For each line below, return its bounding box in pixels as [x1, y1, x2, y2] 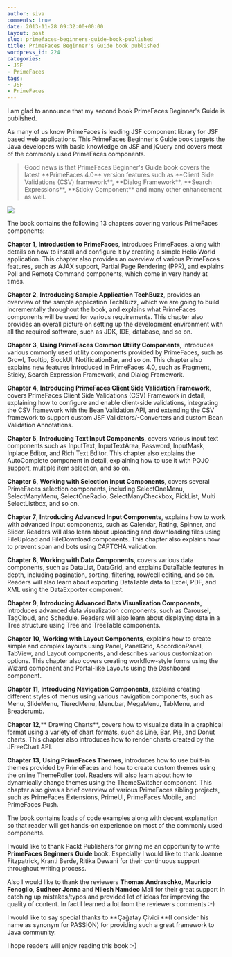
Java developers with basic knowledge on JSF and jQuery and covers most [7, 142, 222, 151]
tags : [7, 74, 23, 82]
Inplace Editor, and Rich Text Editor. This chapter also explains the [7, 449, 195, 457]
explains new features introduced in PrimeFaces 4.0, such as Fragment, [7, 363, 212, 372]
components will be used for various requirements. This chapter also [7, 313, 204, 321]
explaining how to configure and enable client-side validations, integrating [7, 399, 219, 407]
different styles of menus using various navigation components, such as [7, 692, 213, 701]
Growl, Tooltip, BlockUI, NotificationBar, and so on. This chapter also [7, 356, 203, 364]
